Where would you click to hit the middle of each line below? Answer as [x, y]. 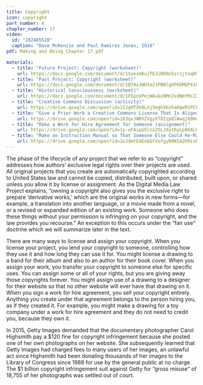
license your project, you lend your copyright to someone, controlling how [98, 247]
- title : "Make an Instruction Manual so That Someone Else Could [97, 136]
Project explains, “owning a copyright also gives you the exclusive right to [98, 190]
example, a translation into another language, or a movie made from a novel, [101, 203]
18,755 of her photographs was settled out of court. [70, 375]
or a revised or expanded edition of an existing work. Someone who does [98, 210]
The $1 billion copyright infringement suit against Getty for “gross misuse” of [101, 369]
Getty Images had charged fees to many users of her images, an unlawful [98, 349]
